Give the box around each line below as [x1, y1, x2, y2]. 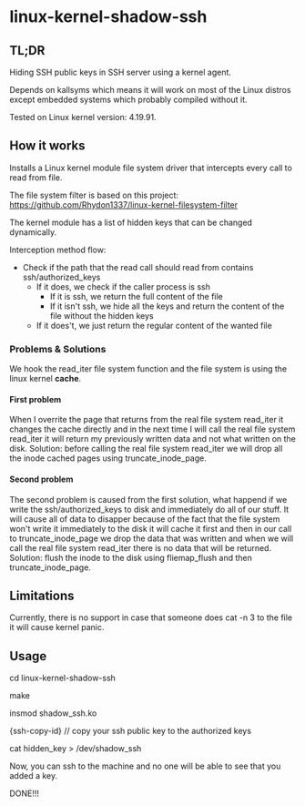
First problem [9, 393, 62, 404]
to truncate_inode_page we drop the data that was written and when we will [9, 533, 294, 544]
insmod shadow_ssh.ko [9, 708, 97, 719]
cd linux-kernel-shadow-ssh [9, 672, 117, 684]
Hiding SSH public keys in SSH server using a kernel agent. [9, 66, 232, 77]
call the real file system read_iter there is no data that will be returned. [9, 542, 271, 553]
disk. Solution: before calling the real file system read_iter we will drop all [9, 444, 283, 454]
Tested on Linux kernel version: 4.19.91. [9, 112, 157, 122]
